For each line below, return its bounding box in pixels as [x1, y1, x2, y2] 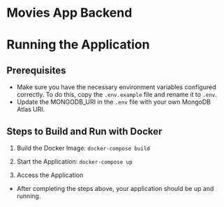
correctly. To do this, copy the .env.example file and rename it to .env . [16, 91, 218, 99]
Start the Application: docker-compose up [16, 158, 133, 165]
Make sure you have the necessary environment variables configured [16, 83, 216, 91]
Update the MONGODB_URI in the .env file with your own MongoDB [16, 98, 211, 106]
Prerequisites [6, 64, 66, 76]
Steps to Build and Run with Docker [6, 125, 163, 137]
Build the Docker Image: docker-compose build [16, 144, 151, 152]
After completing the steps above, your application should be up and [16, 185, 214, 192]
